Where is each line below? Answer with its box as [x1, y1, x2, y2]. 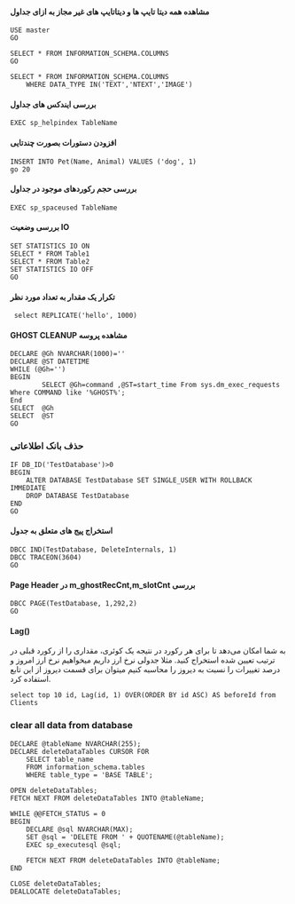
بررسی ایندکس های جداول [10, 99, 97, 109]
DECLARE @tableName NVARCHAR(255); [10, 739, 142, 749]
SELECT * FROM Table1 [10, 250, 90, 258]
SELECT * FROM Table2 [10, 258, 90, 266]
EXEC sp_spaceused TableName [10, 203, 118, 212]
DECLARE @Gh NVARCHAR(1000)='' [10, 350, 126, 359]
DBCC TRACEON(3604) [10, 552, 82, 562]
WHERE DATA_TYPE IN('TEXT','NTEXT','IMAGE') [26, 80, 193, 90]
